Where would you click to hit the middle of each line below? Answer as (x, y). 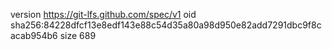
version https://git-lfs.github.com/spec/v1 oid (103, 14)
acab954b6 (34, 35)
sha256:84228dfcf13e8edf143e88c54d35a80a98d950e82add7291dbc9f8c (166, 25)
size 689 (78, 35)
